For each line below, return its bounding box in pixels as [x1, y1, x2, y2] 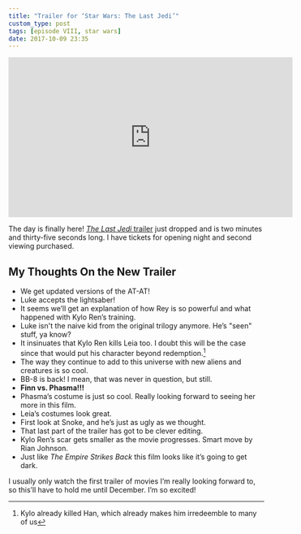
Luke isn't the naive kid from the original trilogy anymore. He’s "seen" [19, 321, 252, 331]
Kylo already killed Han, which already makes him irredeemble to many [19, 508, 257, 518]
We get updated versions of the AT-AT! [19, 286, 150, 297]
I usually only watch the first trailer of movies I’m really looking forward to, [8, 476, 256, 486]
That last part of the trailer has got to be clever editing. [19, 426, 204, 436]
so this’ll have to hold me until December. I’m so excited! [8, 484, 196, 494]
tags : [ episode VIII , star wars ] [8, 27, 122, 35]
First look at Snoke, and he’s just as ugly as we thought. [19, 417, 206, 427]
